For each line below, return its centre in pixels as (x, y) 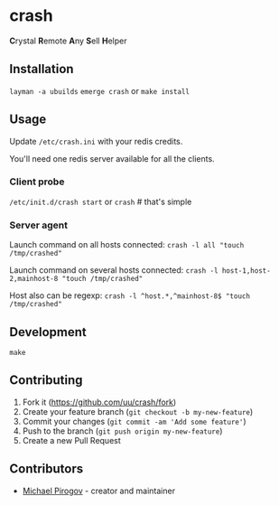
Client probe (37, 182)
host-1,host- (246, 271)
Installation (42, 69)
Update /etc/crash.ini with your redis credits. (96, 141)
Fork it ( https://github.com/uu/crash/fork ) (99, 402)
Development (48, 332)
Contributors (46, 469)
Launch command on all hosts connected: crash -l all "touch (127, 245)
